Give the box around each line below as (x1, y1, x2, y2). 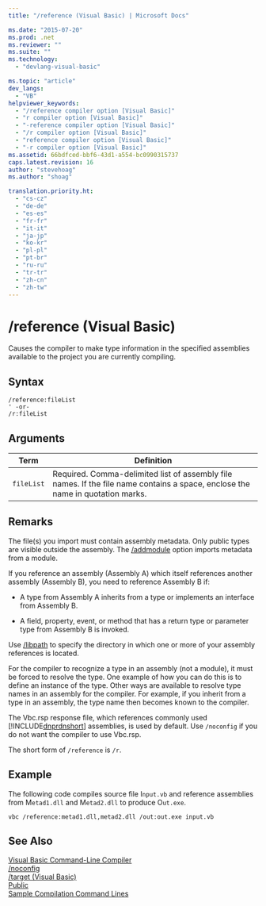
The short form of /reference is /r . (8, 745, 122, 754)
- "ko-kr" (15, 239, 47, 247)
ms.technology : (8, 56, 59, 63)
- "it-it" (15, 224, 47, 232)
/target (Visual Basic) (8, 872, 77, 881)
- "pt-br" (15, 254, 47, 262)
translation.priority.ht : (8, 187, 93, 195)
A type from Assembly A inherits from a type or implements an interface (19, 592, 255, 601)
